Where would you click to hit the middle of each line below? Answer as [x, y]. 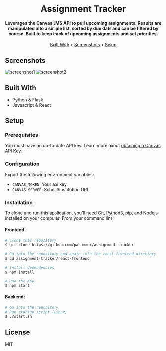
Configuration [22, 164]
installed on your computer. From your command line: [60, 218]
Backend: [15, 297]
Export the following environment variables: [50, 175]
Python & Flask [28, 100]
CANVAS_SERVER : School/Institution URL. [51, 189]
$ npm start [17, 285]
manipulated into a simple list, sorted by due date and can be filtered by [83, 28]
